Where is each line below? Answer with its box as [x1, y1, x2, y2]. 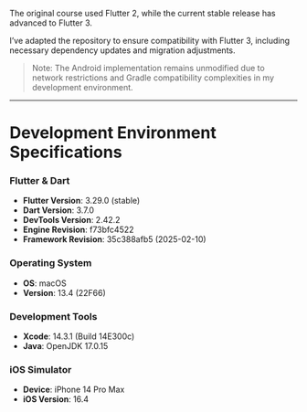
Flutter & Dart [9, 174, 70, 187]
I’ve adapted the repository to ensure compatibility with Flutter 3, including [9, 36, 291, 46]
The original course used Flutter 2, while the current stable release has [9, 8, 276, 18]
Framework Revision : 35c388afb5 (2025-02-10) [22, 234, 207, 245]
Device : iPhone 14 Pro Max [22, 384, 125, 396]
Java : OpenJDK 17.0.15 [22, 341, 109, 352]
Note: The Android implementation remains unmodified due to [31, 63, 265, 73]
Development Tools [9, 310, 98, 322]
